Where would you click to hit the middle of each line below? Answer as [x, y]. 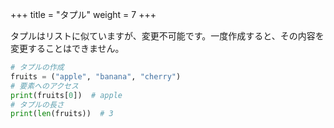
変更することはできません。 [67, 48]
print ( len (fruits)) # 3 [62, 114]
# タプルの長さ [37, 104]
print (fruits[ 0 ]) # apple [66, 95]
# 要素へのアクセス [44, 86]
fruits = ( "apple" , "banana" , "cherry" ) [96, 76]
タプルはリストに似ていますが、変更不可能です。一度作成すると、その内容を [167, 36]
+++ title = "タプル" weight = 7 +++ [83, 14]
